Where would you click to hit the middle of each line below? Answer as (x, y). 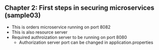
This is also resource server (40, 32)
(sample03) (23, 16)
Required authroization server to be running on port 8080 (69, 37)
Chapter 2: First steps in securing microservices (79, 8)
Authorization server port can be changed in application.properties (86, 42)
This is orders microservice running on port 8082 (61, 27)
